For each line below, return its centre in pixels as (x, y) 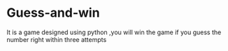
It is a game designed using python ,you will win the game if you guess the (114, 32)
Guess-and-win (53, 13)
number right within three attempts (57, 39)
